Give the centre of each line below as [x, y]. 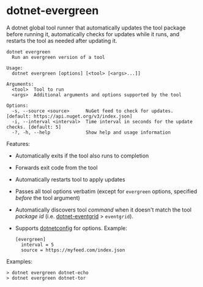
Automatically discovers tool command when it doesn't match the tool [103, 210]
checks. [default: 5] [34, 127]
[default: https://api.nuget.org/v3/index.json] [69, 116]
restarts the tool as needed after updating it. [62, 40]
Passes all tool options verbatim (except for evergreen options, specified [106, 191]
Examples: [19, 261]
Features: [18, 143]
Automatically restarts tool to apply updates [70, 179]
